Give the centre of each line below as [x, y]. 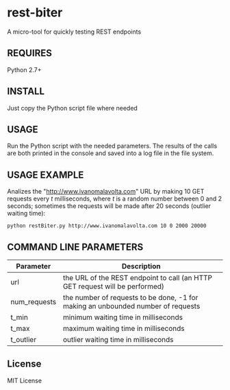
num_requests [34, 302]
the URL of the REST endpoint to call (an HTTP [138, 278]
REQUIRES [30, 53]
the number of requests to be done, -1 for [130, 298]
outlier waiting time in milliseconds [118, 340]
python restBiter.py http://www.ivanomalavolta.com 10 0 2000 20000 [107, 226]
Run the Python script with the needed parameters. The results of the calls [112, 146]
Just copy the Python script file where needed [73, 108]
